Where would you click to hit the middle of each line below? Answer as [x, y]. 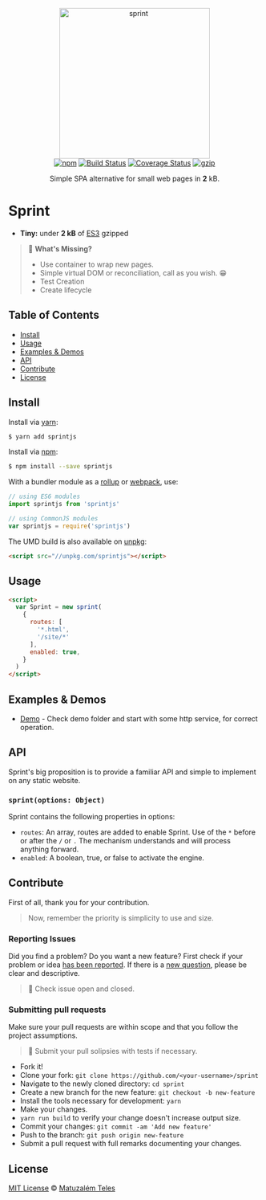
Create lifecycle [66, 290]
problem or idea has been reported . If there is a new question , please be [127, 965]
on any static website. [44, 780]
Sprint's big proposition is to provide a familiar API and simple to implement [132, 772]
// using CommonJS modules [53, 519]
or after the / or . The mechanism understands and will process [125, 841]
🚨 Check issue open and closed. [81, 989]
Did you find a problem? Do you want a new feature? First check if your [125, 957]
